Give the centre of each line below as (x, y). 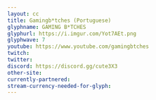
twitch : (19, 54)
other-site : (25, 73)
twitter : (20, 60)
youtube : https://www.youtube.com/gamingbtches (78, 46)
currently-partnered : (39, 79)
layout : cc (23, 14)
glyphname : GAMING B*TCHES (47, 27)
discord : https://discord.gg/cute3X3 (63, 66)
